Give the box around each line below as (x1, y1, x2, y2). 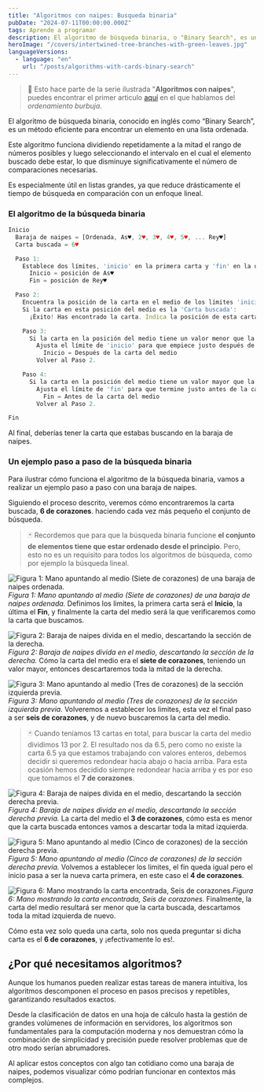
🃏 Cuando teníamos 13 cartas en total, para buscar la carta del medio (27, 729, 251, 738)
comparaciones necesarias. (8, 164, 98, 174)
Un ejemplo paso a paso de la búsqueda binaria (8, 456, 192, 467)
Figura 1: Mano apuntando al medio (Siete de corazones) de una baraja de (8, 590, 251, 599)
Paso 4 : (22, 371, 47, 378)
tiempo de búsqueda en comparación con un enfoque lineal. (8, 188, 203, 197)
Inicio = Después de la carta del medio (42, 349, 178, 357)
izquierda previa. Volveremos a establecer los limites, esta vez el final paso (8, 704, 251, 714)
